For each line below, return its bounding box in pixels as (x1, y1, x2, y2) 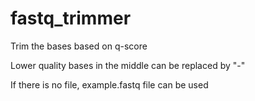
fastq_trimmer (10, 7, 132, 30)
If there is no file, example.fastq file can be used (10, 78, 209, 91)
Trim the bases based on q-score (10, 40, 148, 52)
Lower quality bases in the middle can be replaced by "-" (10, 59, 246, 71)
